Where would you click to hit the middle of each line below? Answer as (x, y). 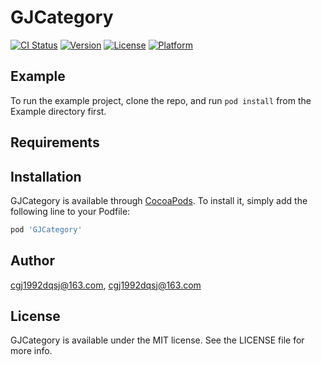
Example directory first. (58, 111)
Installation (46, 176)
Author (32, 261)
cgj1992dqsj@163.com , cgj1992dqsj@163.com (106, 285)
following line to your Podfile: (70, 211)
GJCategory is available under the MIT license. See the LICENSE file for (157, 340)
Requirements (55, 142)
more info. (31, 351)
